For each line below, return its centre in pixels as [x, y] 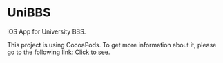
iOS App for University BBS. [47, 32]
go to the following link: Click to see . [59, 52]
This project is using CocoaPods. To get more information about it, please [112, 45]
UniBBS [29, 13]
